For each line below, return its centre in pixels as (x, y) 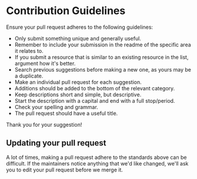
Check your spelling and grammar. (56, 107)
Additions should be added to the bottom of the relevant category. (95, 88)
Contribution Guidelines (66, 11)
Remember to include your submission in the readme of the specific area (103, 45)
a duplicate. (29, 76)
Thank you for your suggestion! (44, 124)
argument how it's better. (45, 63)
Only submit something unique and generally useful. (78, 38)
